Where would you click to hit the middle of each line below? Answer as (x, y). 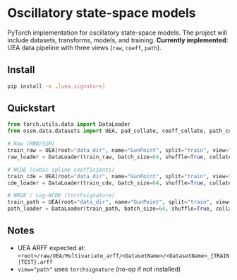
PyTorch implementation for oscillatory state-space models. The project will (117, 33)
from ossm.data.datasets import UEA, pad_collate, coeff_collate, (107, 131)
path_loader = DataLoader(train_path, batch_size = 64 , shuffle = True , (110, 209)
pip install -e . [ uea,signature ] (56, 86)
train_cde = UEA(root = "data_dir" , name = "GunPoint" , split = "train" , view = (118, 176)
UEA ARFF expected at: (51, 247)
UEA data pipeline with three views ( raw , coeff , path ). (85, 47)
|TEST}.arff (35, 262)
